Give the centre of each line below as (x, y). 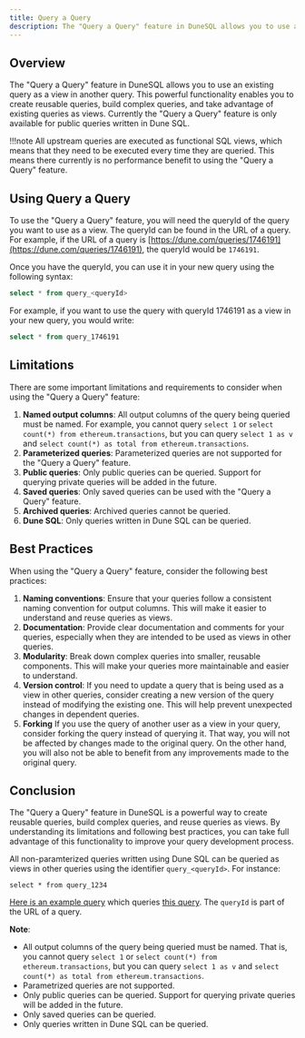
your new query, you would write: (72, 320)
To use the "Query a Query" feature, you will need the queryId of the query (150, 221)
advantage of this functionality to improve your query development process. (152, 842)
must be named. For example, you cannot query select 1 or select (148, 424)
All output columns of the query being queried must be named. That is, (155, 947)
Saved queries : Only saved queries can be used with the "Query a (147, 491)
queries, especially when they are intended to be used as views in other (157, 637)
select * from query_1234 (58, 885)
